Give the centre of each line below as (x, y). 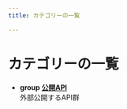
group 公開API (43, 87)
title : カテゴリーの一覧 (44, 15)
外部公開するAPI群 (50, 97)
